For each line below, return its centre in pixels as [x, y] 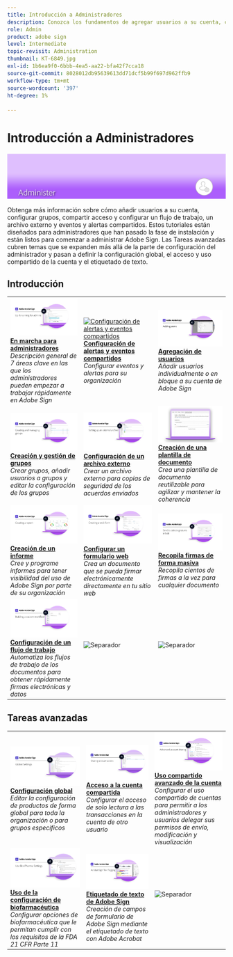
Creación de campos [116, 909]
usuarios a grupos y [39, 477]
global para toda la [37, 813]
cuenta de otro [107, 822]
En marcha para [33, 341]
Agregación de [180, 351]
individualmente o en [188, 373]
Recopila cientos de [187, 570]
